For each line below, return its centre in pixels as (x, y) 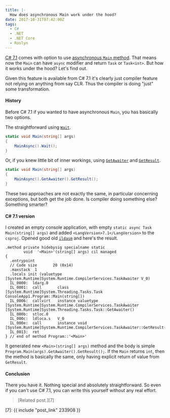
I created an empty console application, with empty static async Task (79, 227)
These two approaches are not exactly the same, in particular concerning (82, 193)
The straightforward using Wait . (38, 127)
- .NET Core (23, 39)
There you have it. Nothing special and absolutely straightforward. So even (83, 385)
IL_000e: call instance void (48, 323)
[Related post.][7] (36, 400)
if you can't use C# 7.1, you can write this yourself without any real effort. (81, 391)
